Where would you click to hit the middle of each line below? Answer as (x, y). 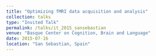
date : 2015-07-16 (27, 38)
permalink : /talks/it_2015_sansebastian (56, 28)
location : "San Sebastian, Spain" (48, 44)
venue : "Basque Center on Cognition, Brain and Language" (78, 33)
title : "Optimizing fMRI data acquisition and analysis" (77, 11)
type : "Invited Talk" (33, 22)
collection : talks (28, 17)
